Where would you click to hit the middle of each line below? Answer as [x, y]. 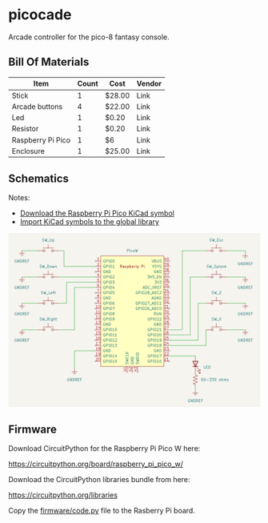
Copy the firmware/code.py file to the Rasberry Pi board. [102, 511]
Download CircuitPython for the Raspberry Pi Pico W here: [104, 449]
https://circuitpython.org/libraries [63, 495]
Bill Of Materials [49, 62]
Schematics [39, 178]
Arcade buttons [37, 107]
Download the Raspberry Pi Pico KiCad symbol [97, 213]
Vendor [149, 84]
